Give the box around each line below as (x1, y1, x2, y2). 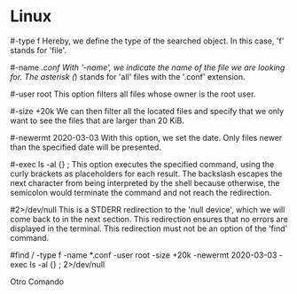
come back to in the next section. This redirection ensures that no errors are (10, 213, 289, 224)
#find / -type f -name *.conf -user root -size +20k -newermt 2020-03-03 (10, 250, 277, 260)
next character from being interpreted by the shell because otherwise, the (10, 177, 280, 188)
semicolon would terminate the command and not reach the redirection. (10, 187, 272, 197)
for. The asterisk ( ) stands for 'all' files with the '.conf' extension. (10, 71, 246, 81)
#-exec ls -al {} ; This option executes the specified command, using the (10, 159, 275, 169)
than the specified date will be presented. (10, 142, 162, 152)
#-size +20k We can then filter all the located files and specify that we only (10, 105, 285, 116)
